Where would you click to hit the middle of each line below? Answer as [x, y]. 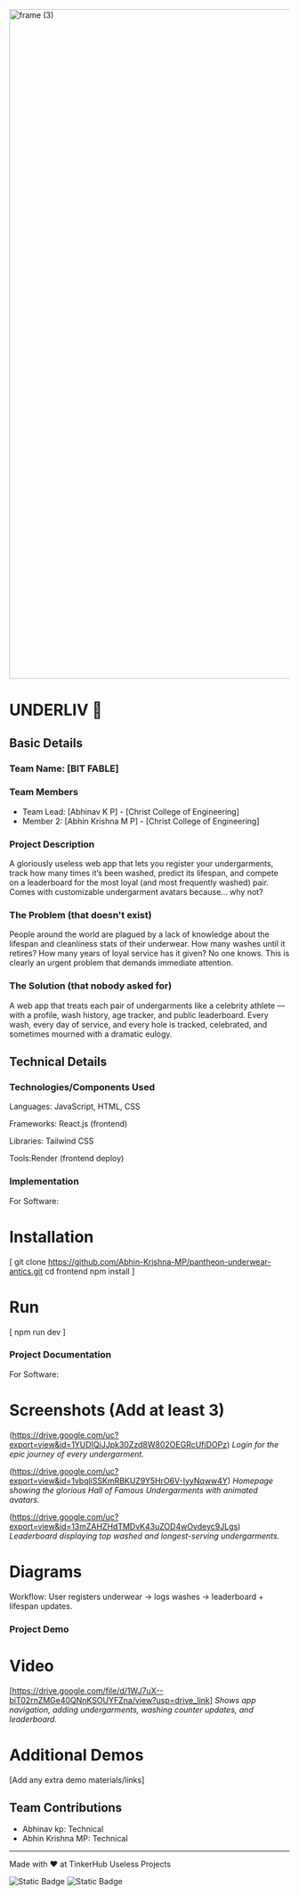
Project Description [52, 844]
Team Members [44, 792]
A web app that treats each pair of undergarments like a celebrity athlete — [147, 1005]
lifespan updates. [41, 1606]
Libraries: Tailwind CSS [52, 1141]
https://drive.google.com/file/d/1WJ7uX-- [88, 1690]
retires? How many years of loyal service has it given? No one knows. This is [149, 954]
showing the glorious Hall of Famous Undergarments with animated [133, 1490]
